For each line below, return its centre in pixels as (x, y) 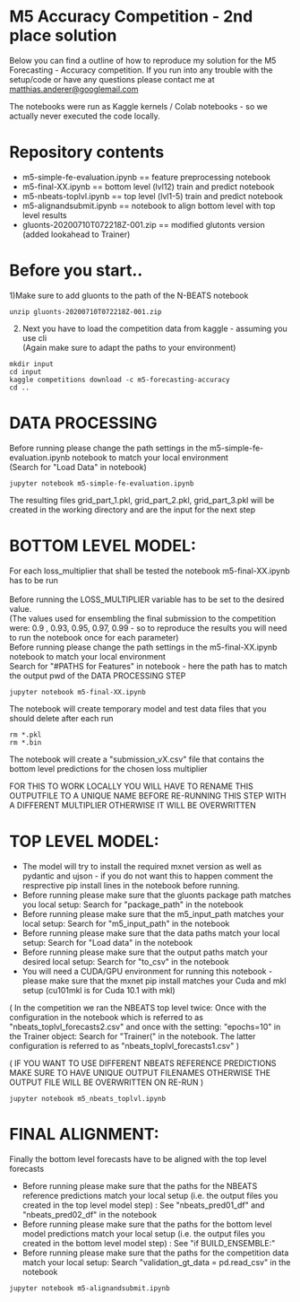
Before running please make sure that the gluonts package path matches (157, 895)
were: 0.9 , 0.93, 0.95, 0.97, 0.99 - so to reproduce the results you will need (148, 628)
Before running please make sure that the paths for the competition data (155, 1253)
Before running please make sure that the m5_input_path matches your (153, 913)
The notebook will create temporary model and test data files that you (138, 708)
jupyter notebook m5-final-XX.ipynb (77, 692)
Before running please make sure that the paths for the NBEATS (140, 1185)
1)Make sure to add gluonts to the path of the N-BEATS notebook (129, 295)
